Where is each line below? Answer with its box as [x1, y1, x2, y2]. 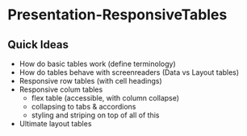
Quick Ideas [7, 38, 69, 52]
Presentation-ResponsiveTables [7, 6, 228, 24]
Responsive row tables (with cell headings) [19, 76, 162, 85]
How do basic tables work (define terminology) [19, 59, 176, 68]
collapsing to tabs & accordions [31, 102, 136, 111]
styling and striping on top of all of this [31, 110, 160, 120]
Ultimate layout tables [19, 119, 92, 128]
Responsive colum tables [19, 84, 103, 94]
